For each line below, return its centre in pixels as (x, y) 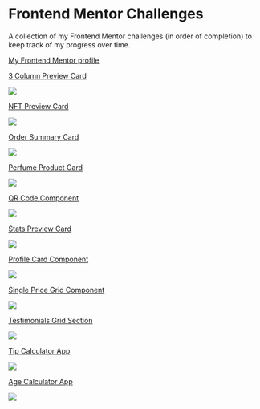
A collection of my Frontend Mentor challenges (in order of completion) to (130, 36)
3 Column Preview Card (47, 75)
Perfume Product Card (45, 167)
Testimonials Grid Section (51, 320)
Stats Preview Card (40, 229)
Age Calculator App (41, 381)
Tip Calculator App (39, 350)
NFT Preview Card (39, 106)
